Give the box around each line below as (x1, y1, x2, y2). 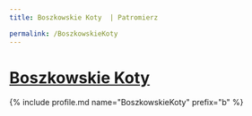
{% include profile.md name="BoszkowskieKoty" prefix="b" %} (9, 97, 244, 108)
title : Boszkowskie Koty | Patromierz (9, 12, 159, 22)
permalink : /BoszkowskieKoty (9, 29, 118, 38)
